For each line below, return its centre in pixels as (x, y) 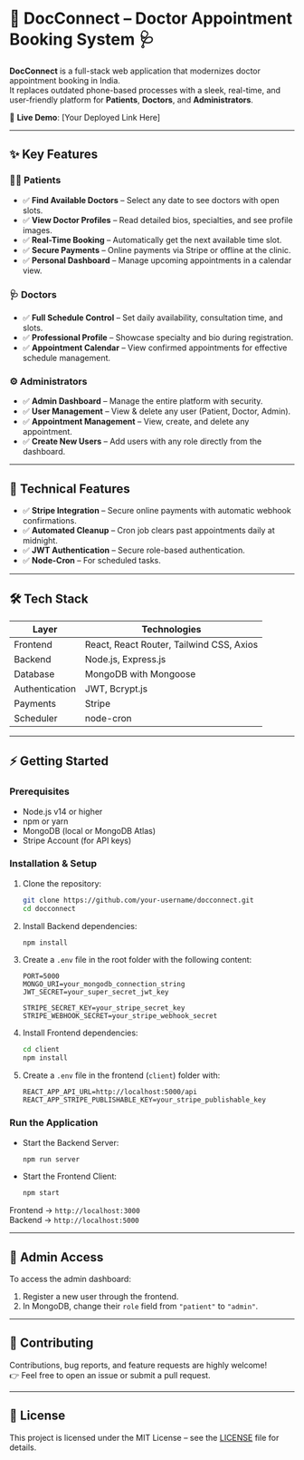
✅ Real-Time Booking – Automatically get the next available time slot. (152, 240)
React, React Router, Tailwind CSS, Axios (171, 644)
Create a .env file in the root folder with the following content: (137, 960)
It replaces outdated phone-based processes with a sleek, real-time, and (145, 90)
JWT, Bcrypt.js (116, 689)
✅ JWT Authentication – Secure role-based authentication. (134, 550)
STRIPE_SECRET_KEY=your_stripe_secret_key (104, 1008)
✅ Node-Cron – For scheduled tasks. (91, 561)
